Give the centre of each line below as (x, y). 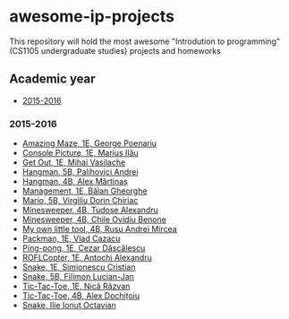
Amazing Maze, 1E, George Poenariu (89, 143)
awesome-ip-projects (92, 17)
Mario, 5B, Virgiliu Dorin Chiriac (80, 201)
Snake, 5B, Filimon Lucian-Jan (78, 277)
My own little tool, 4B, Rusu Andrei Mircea (99, 229)
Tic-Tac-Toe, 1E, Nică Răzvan (76, 286)
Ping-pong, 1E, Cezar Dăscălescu (84, 248)
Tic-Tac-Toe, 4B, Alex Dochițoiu (81, 296)
